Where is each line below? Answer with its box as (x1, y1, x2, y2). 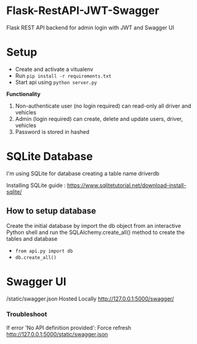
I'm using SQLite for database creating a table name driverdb (6, 169, 160, 177)
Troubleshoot (6, 310, 48, 318)
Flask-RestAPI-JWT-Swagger (6, 4, 160, 18)
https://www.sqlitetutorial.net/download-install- (66, 181, 187, 189)
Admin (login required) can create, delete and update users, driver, (15, 115, 183, 122)
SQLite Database (6, 150, 93, 164)
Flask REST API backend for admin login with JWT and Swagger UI (6, 24, 174, 31)
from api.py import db (15, 248, 73, 254)
